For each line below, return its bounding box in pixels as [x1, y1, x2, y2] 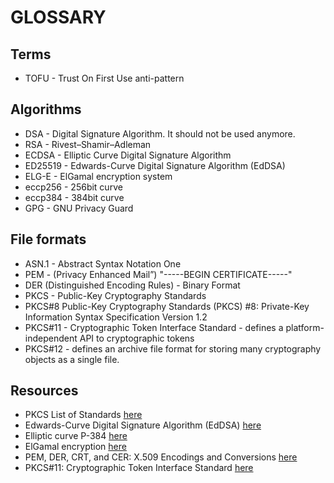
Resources [10, 382, 79, 400]
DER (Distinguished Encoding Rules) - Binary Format [24, 279, 241, 291]
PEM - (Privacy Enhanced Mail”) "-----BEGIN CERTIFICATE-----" [24, 268, 293, 280]
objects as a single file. [24, 353, 120, 365]
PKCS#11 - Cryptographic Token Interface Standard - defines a [24, 321, 284, 333]
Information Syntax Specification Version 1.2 [24, 311, 208, 323]
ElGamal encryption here [24, 441, 127, 453]
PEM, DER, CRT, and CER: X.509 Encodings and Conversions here [24, 451, 298, 463]
